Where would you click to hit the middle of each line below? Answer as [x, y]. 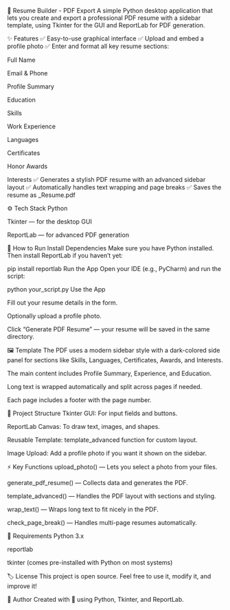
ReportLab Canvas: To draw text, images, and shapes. [83, 426]
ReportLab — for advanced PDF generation [68, 235]
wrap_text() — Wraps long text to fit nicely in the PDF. [83, 509]
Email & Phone [27, 73]
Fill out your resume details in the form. [62, 303]
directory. [21, 337]
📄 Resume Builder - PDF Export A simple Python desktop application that [110, 11]
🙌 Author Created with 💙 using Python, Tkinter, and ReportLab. [95, 599]
